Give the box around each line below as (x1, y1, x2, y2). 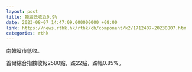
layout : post (6, 8, 38, 15)
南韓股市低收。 (6, 47, 43, 54)
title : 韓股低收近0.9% (6, 14, 58, 20)
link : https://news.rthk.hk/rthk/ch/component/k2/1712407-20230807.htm (6, 25, 186, 31)
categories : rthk (6, 30, 49, 36)
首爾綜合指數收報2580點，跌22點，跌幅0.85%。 (6, 60, 124, 67)
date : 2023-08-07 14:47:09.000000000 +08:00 (6, 19, 118, 25)
